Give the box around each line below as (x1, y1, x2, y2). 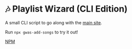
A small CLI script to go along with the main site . (5, 19, 102, 25)
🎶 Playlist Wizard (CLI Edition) (5, 3, 128, 15)
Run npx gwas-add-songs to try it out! (5, 29, 78, 35)
